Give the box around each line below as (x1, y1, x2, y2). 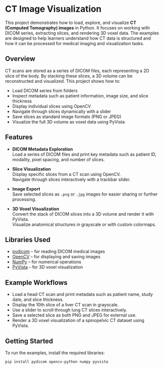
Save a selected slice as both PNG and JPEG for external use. (12, 312, 137, 318)
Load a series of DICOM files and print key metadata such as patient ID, (12, 151, 157, 157)
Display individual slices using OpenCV (12, 103, 92, 109)
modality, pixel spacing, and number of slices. (12, 156, 105, 162)
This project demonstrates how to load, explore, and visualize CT (5, 20, 137, 25)
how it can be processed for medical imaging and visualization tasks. (5, 40, 144, 46)
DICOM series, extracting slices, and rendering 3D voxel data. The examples (5, 30, 159, 36)
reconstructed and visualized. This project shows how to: (5, 78, 121, 84)
